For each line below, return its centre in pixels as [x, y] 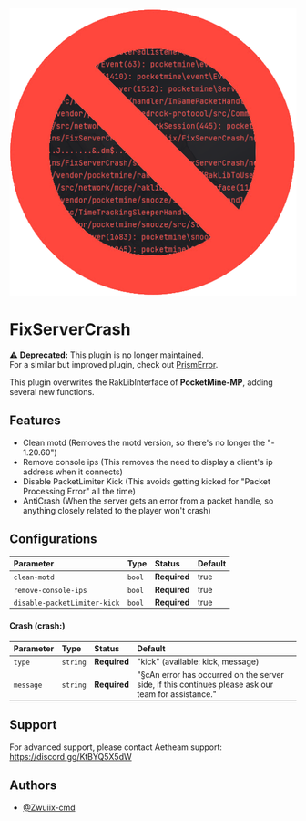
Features [35, 421]
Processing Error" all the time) [79, 491]
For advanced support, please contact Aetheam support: [116, 747]
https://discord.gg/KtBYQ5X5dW [71, 756]
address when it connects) [72, 472]
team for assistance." [177, 694]
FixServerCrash [70, 330]
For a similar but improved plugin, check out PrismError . [114, 364]
